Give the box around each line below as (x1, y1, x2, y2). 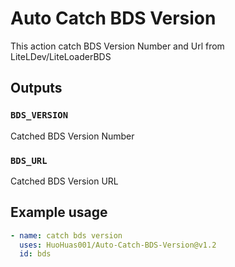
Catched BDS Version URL (10, 175, 119, 187)
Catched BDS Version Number (10, 130, 135, 142)
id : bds (19, 249, 52, 259)
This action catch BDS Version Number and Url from (10, 40, 225, 52)
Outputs (10, 80, 63, 97)
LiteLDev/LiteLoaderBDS (10, 50, 112, 62)
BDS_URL (10, 155, 48, 166)
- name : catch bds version (10, 230, 123, 241)
